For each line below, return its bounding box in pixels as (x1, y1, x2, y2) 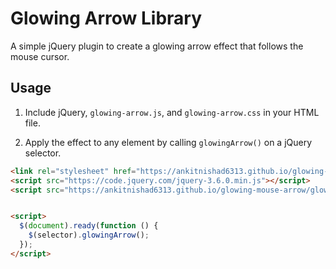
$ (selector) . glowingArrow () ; (28, 230, 150, 241)
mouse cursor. (10, 50, 70, 62)
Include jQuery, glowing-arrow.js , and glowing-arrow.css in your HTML (24, 106, 320, 118)
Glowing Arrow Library (10, 7, 203, 30)
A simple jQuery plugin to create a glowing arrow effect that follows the (10, 40, 304, 52)
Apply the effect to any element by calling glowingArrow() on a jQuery (24, 136, 313, 148)
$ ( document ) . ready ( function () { (19, 221, 159, 231)
